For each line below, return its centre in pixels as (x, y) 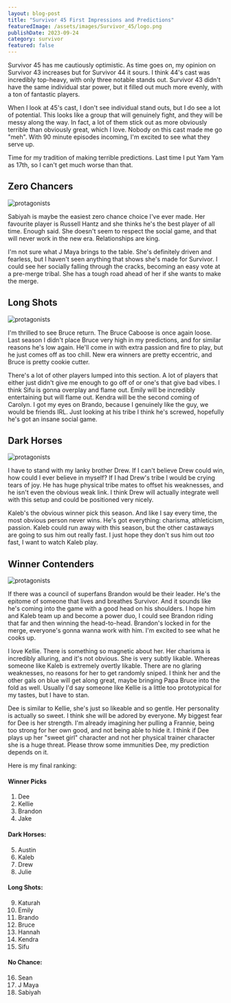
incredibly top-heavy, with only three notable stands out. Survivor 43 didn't (114, 80)
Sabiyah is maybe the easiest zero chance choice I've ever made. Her (107, 216)
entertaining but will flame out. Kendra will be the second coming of (104, 397)
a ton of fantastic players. (44, 94)
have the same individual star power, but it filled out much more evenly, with (115, 87)
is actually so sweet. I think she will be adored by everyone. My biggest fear (115, 716)
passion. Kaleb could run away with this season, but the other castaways (111, 528)
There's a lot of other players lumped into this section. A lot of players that (113, 375)
